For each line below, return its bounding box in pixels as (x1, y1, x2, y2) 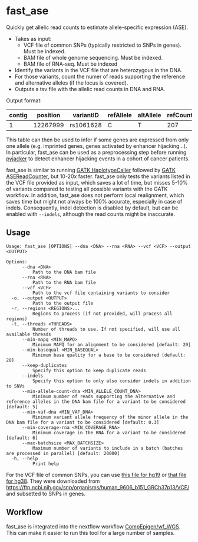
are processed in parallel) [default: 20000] (6, 450, 120, 456)
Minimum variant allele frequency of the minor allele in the (32, 414, 189, 420)
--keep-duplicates (21, 362, 67, 368)
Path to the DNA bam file (32, 269, 96, 275)
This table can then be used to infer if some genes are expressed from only (6, 136, 189, 143)
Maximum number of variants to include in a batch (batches (32, 445, 183, 451)
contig (9, 111, 28, 119)
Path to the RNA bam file (32, 279, 96, 285)
